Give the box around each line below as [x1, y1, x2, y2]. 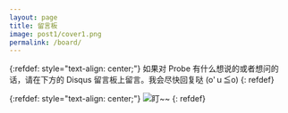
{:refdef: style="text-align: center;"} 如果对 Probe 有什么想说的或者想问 [9, 63, 271, 74]
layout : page [9, 12, 58, 22]
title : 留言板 [9, 21, 58, 30]
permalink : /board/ [9, 37, 82, 47]
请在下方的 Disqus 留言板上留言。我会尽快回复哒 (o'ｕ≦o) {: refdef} [24, 75, 275, 85]
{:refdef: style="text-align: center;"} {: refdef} [9, 93, 207, 104]
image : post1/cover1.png [9, 29, 102, 38]
